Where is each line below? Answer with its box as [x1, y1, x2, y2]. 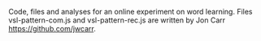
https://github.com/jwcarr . [8, 24, 96, 33]
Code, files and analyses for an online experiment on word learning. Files [8, 7, 253, 16]
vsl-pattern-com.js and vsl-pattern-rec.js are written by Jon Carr [8, 15, 226, 25]
